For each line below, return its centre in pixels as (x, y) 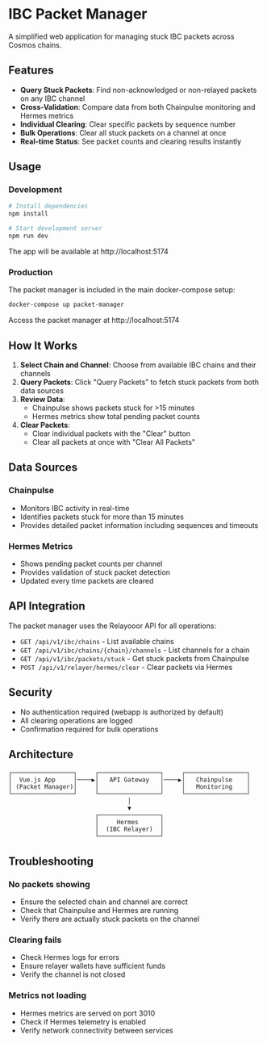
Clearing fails (35, 940)
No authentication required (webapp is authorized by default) (122, 712)
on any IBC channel (52, 98)
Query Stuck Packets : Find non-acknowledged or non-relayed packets (138, 90)
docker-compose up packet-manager (67, 305)
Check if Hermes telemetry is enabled (83, 1021)
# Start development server (56, 228)
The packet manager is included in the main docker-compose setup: (122, 290)
